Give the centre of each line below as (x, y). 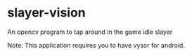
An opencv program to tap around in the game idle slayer (90, 32)
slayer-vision (46, 13)
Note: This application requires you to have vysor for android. (96, 45)
